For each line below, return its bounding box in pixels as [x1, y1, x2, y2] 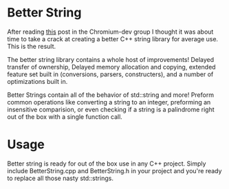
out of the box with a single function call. [7, 112, 122, 121]
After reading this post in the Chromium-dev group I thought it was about [7, 27, 214, 36]
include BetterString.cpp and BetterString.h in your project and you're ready [7, 166, 222, 175]
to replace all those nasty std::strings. [7, 174, 113, 182]
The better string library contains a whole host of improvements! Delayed [7, 55, 215, 63]
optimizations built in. [7, 77, 68, 85]
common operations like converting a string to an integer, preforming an [7, 98, 211, 106]
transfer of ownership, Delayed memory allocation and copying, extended [7, 63, 216, 71]
